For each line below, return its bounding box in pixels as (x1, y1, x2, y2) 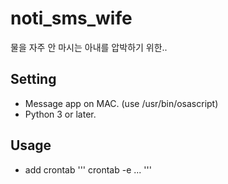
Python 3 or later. (24, 108, 97, 120)
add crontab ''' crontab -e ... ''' (24, 163, 152, 176)
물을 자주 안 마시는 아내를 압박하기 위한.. (10, 41, 168, 53)
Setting (10, 71, 57, 88)
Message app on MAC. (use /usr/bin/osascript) (24, 97, 219, 109)
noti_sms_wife (10, 7, 133, 30)
